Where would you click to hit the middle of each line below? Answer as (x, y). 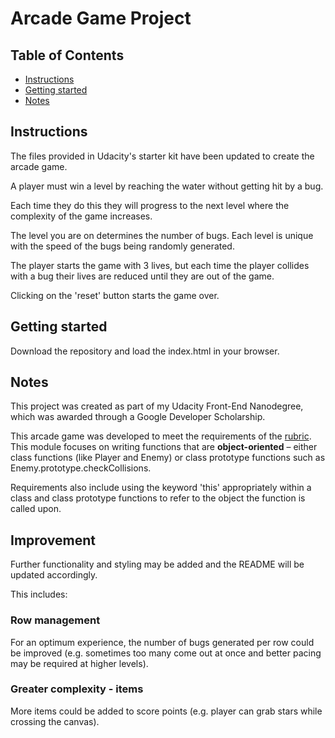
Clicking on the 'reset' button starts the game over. (115, 295)
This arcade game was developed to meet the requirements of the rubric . (161, 436)
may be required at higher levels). (79, 663)
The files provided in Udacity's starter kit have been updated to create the (162, 156)
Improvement (53, 540)
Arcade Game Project (101, 18)
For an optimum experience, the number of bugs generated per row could (162, 642)
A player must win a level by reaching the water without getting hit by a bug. (167, 186)
